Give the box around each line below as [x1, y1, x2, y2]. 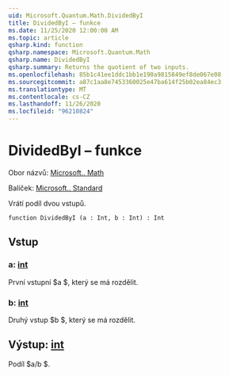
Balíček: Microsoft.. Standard [8, 183, 103, 193]
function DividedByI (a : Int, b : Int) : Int [8, 213, 165, 222]
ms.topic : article [8, 33, 69, 42]
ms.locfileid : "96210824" [8, 108, 94, 116]
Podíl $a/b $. [8, 359, 50, 369]
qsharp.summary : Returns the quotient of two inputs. [8, 63, 190, 71]
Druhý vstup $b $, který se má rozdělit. [8, 315, 136, 324]
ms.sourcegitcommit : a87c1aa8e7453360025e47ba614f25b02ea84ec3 [8, 78, 222, 86]
